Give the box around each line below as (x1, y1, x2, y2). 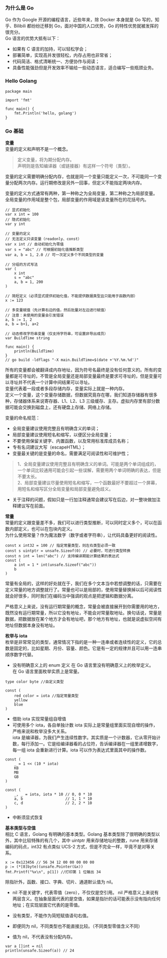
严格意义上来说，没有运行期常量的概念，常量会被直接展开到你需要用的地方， (5, 603, 162, 609)
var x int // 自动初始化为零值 (5, 241, 64, 246)
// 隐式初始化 (5, 217, 31, 222)
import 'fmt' (5, 97, 32, 103)
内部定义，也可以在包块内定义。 (9, 525, 75, 532)
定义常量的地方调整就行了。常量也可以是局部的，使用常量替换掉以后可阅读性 (5, 586, 162, 592)
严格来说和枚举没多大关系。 (12, 728, 70, 734)
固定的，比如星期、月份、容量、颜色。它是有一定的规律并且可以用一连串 (13, 645, 162, 651)
